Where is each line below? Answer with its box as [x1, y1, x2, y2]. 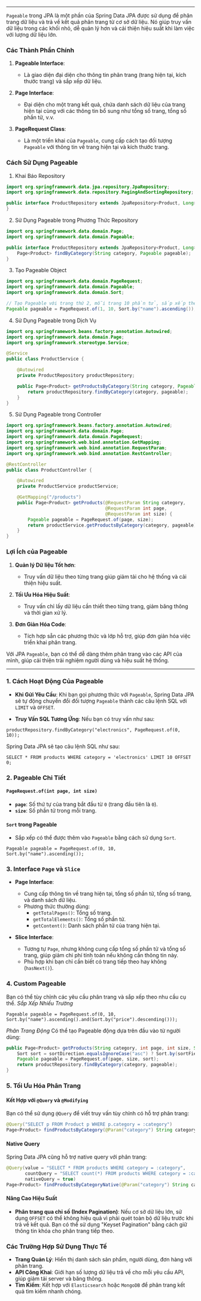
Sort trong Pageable [6, 821, 57, 828]
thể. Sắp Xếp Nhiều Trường [6, 999, 74, 1007]
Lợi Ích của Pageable [6, 547, 68, 556]
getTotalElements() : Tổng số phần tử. [32, 916, 126, 923]
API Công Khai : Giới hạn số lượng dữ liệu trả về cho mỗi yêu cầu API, [14, 1269, 185, 1276]
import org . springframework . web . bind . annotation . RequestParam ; [6, 445, 167, 451]
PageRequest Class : [14, 126, 66, 133]
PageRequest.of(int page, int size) [6, 788, 98, 794]
